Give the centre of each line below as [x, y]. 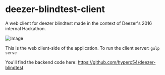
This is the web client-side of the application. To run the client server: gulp [82, 48]
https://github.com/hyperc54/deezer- [117, 62]
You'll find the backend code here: [41, 62]
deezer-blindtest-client [55, 9]
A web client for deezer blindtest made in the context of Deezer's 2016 [79, 23]
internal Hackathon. [26, 28]
